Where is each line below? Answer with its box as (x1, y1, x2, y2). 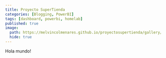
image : (5, 26, 19, 30)
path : (9, 30, 21, 35)
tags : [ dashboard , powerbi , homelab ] (5, 16, 83, 21)
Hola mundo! (5, 48, 31, 54)
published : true (5, 21, 39, 26)
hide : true (9, 35, 32, 40)
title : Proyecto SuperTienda (5, 7, 65, 12)
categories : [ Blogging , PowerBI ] (5, 12, 74, 17)
